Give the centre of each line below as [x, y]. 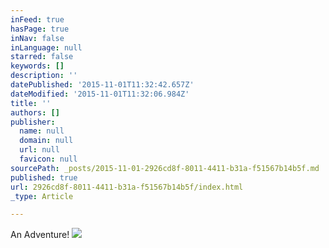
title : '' [31, 103]
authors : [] [35, 112]
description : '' [44, 76]
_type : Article [42, 196]
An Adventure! [40, 235]
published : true [44, 177]
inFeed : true [37, 19]
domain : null [46, 141]
